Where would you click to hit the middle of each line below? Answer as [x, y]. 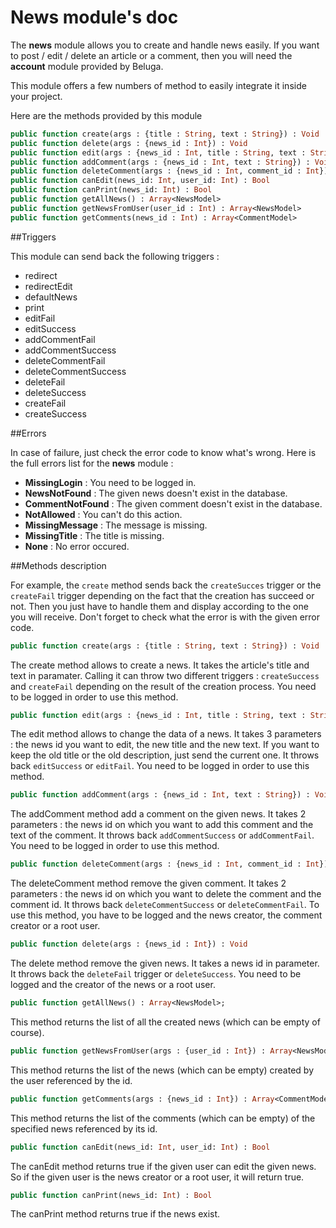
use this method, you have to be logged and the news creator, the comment [166, 915]
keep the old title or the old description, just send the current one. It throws [165, 755]
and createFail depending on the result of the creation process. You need [163, 686]
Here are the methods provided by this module [106, 115]
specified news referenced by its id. [84, 1128]
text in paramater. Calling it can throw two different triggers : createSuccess [165, 675]
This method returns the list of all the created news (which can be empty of [165, 1022]
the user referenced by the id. [71, 1080]
